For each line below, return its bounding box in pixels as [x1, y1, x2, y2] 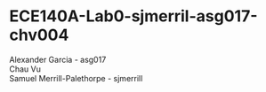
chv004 [9, 25, 69, 45]
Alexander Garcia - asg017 [9, 54, 107, 65]
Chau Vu [9, 64, 42, 74]
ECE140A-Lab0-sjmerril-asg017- [9, 6, 258, 27]
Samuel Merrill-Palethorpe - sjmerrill [9, 73, 143, 83]
